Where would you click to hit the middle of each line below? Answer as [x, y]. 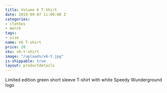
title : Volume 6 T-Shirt [31, 10]
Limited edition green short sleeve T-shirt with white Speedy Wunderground [83, 80]
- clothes [16, 24]
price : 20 [16, 47]
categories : [18, 19]
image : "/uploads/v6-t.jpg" [35, 56]
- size [12, 38]
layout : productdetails [30, 65]
